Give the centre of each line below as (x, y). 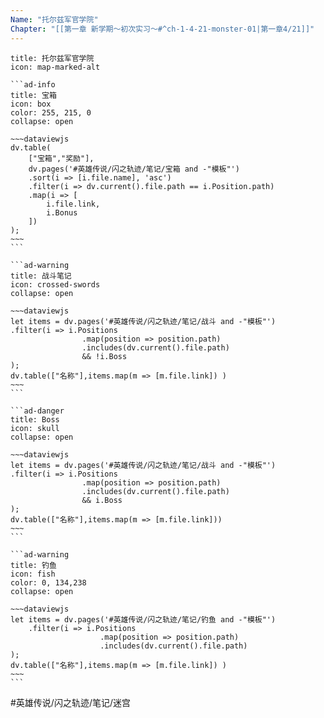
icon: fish (33, 574)
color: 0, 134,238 (48, 582)
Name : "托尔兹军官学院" (54, 19)
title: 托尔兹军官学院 (52, 58)
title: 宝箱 (33, 95)
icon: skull (35, 428)
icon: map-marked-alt (55, 67)
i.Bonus (62, 212)
